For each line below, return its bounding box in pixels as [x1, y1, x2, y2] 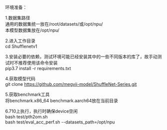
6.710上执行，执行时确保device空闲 [5, 108, 78, 114]
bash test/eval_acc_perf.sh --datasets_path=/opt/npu [5, 119, 115, 125]
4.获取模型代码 [5, 76, 36, 81]
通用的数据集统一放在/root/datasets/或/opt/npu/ [5, 21, 103, 27]
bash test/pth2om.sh [5, 114, 48, 120]
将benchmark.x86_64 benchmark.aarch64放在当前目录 [5, 98, 118, 103]
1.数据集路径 [5, 15, 30, 21]
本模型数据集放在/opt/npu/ [5, 27, 60, 33]
